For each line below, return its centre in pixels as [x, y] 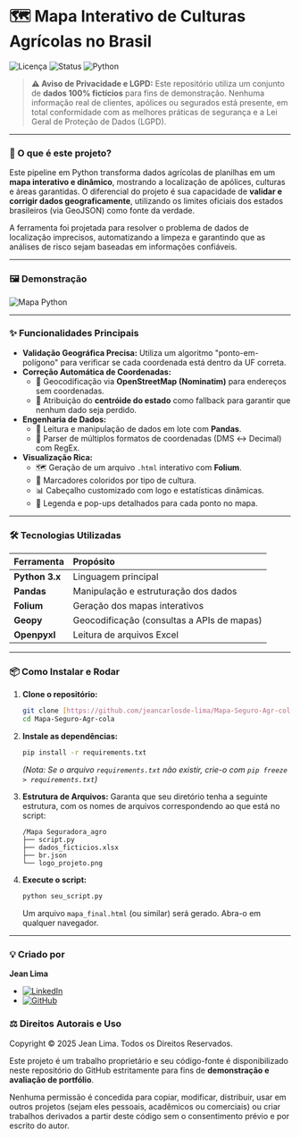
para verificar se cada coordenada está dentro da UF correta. [173, 362]
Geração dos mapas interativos [138, 606]
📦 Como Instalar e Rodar [65, 672]
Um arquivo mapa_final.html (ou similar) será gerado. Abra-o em [142, 913]
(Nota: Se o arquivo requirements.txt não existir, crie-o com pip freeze [155, 770]
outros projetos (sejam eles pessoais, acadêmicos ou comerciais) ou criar [145, 1106]
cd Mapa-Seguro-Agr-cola [68, 720]
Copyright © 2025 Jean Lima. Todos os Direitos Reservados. [121, 1043]
